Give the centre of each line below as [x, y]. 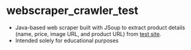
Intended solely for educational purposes [67, 40]
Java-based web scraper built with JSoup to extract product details [100, 27]
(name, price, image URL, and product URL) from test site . [88, 34]
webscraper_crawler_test [72, 11]
